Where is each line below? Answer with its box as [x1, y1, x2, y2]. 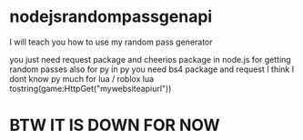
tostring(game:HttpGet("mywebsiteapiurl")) [9, 83, 172, 94]
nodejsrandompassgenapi [9, 6, 213, 27]
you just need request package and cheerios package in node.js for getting [9, 54, 291, 65]
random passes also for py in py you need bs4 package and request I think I [9, 64, 294, 75]
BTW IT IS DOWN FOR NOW [9, 115, 220, 135]
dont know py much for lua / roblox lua [9, 73, 155, 84]
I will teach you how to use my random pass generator [9, 36, 213, 47]
